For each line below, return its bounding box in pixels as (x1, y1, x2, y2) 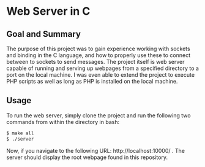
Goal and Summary (6, 29, 81, 39)
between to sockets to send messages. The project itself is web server (6, 58, 185, 65)
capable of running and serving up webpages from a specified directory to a (6, 64, 199, 72)
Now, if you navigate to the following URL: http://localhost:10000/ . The (6, 147, 185, 154)
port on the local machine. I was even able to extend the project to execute (6, 71, 195, 78)
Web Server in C (6, 4, 91, 18)
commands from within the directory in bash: (6, 118, 120, 125)
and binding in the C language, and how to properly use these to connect (6, 52, 191, 59)
